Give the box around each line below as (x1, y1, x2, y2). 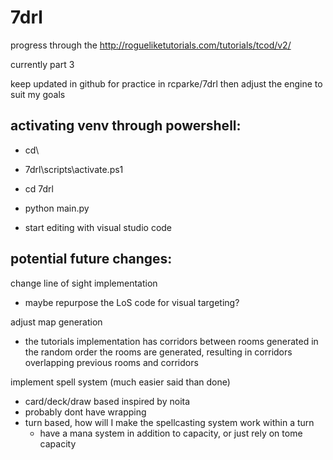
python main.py (24, 202, 90, 214)
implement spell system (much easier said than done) (10, 376, 231, 388)
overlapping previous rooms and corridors (24, 356, 199, 368)
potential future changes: (10, 251, 173, 268)
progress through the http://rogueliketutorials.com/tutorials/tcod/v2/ (10, 39, 292, 51)
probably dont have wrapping (24, 406, 147, 418)
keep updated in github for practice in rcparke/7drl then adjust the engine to (10, 77, 323, 90)
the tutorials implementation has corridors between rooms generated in (24, 335, 319, 347)
